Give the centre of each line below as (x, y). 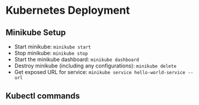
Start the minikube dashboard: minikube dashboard (76, 59)
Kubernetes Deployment (68, 10)
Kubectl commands (43, 96)
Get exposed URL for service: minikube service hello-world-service (100, 72)
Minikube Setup (36, 33)
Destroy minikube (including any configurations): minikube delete (95, 66)
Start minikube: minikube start (52, 47)
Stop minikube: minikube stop (51, 53)
